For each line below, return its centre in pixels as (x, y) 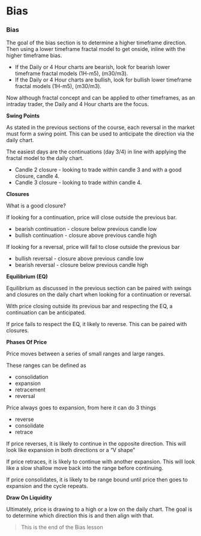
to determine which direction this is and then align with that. (80, 516)
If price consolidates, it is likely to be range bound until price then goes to (97, 480)
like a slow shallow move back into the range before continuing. (85, 468)
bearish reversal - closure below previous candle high (81, 265)
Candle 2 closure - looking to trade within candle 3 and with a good (98, 170)
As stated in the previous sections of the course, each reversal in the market (100, 128)
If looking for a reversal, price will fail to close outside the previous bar (93, 247)
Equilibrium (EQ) (27, 276)
